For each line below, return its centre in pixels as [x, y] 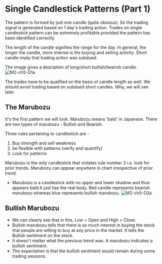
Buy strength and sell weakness [44, 143]
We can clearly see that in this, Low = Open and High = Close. [74, 220]
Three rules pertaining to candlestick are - [47, 133]
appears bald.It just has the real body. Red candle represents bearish [81, 188]
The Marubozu [28, 107]
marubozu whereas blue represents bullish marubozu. [66, 193]
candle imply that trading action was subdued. [51, 57]
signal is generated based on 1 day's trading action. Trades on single [73, 27]
